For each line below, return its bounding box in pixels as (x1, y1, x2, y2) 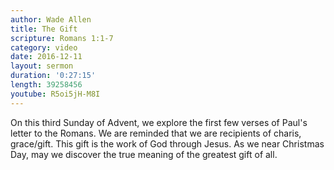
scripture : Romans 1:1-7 (10, 33, 114, 43)
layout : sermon (10, 61, 74, 71)
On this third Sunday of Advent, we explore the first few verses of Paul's (10, 116, 308, 128)
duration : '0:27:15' (10, 71, 97, 81)
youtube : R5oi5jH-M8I (10, 89, 101, 99)
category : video (10, 42, 78, 53)
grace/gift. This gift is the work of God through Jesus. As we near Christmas (10, 137, 325, 150)
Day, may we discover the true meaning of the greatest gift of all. (10, 148, 278, 160)
